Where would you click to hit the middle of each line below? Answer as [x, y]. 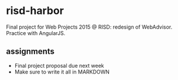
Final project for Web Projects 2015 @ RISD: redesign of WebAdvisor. [89, 27]
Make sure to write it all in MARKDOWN [62, 72]
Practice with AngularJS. [36, 33]
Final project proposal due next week [59, 65]
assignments [30, 52]
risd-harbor [35, 11]
